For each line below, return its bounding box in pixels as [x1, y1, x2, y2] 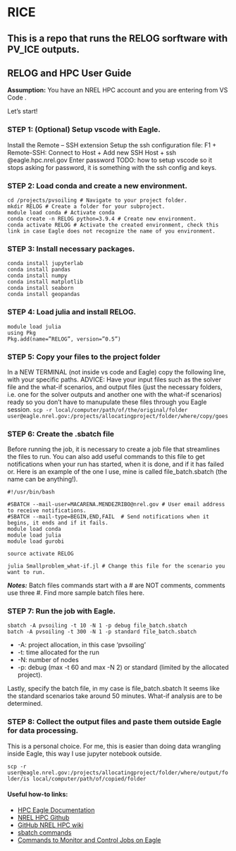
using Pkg [7, 329, 37, 336]
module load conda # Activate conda [7, 209, 115, 216]
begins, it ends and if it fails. [7, 520, 109, 527]
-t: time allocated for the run [17, 648, 100, 656]
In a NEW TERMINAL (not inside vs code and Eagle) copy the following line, [7, 367, 226, 376]
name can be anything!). [7, 475, 78, 484]
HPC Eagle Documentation [17, 805, 95, 814]
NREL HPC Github [17, 813, 70, 821]
